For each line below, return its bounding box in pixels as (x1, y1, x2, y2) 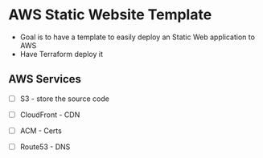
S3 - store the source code (19, 94, 110, 103)
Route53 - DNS (19, 142, 71, 152)
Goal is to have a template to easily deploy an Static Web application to (19, 32, 256, 42)
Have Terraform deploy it (19, 49, 103, 59)
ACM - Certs (19, 126, 62, 136)
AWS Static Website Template (8, 6, 212, 24)
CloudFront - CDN (19, 110, 80, 120)
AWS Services (8, 72, 82, 86)
